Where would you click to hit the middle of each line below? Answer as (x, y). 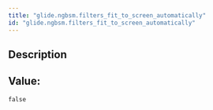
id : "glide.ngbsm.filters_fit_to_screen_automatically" (102, 23)
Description (37, 55)
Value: (24, 81)
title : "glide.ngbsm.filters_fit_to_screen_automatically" (107, 15)
